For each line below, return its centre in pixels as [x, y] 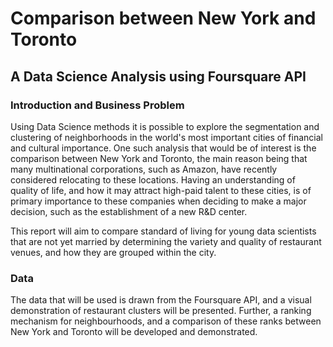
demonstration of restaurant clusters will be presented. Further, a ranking [161, 311]
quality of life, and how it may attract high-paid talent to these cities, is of [161, 190]
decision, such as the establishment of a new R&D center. [129, 211]
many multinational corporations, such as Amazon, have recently [144, 169]
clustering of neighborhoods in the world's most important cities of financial [166, 137]
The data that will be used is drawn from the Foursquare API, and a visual [161, 300]
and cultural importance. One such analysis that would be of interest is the [163, 148]
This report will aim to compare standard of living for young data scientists [163, 231]
